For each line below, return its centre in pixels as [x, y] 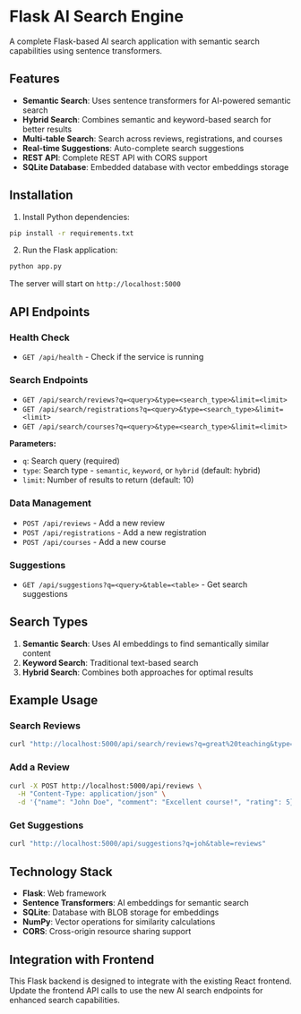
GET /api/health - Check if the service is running [113, 357]
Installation [41, 196]
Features [34, 79]
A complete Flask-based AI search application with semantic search [134, 41]
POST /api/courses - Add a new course [94, 541]
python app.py [36, 267]
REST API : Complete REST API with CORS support [115, 158]
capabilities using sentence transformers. [86, 50]
